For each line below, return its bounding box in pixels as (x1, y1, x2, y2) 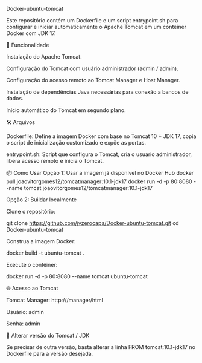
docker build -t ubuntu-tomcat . (6, 249, 84, 257)
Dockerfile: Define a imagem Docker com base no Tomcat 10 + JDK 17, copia (6, 132, 197, 140)
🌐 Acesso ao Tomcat (6, 284, 58, 292)
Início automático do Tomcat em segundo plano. (6, 106, 127, 114)
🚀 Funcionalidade (6, 42, 49, 48)
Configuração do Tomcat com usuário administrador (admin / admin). (6, 65, 179, 72)
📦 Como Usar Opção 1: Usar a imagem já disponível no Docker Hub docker (6, 169, 194, 176)
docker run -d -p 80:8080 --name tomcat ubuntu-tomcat (6, 273, 148, 280)
